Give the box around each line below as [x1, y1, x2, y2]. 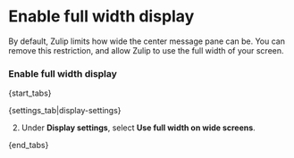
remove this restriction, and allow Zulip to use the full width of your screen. [8, 45, 284, 55]
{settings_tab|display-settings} [8, 105, 122, 116]
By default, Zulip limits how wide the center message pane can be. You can [8, 36, 285, 46]
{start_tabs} [8, 87, 52, 99]
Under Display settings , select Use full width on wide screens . [21, 122, 256, 133]
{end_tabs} [8, 140, 49, 151]
